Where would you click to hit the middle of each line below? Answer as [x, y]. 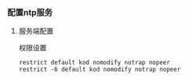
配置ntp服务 [30, 12]
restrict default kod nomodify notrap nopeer [94, 63]
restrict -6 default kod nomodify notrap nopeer [100, 70]
